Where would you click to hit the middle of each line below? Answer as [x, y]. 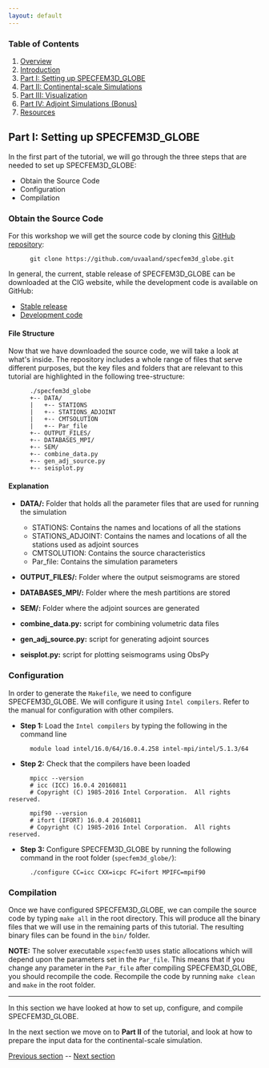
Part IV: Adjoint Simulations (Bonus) [78, 103]
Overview [36, 61]
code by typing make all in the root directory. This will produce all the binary [134, 918]
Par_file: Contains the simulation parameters [105, 562]
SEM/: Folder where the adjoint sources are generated [110, 608]
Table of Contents [44, 43]
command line [43, 734]
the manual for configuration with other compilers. [91, 710]
